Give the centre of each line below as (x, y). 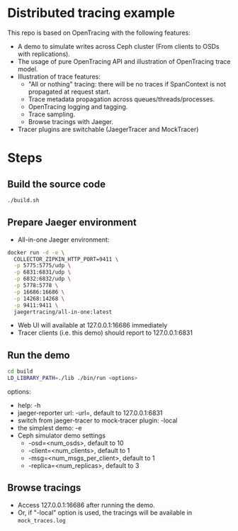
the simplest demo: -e (50, 427)
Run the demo (39, 355)
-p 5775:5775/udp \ (42, 266)
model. (28, 69)
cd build (20, 371)
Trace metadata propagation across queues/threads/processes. (121, 99)
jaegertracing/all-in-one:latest (63, 312)
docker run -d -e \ (36, 252)
